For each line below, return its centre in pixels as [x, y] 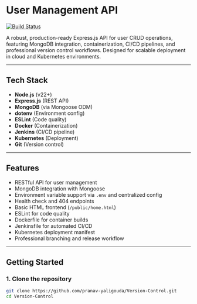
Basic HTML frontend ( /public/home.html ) [65, 207]
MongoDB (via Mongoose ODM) [53, 107]
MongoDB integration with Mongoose [60, 189]
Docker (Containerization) [46, 125]
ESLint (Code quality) [40, 119]
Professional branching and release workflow [69, 238]
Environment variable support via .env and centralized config [88, 194]
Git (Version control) [39, 144]
